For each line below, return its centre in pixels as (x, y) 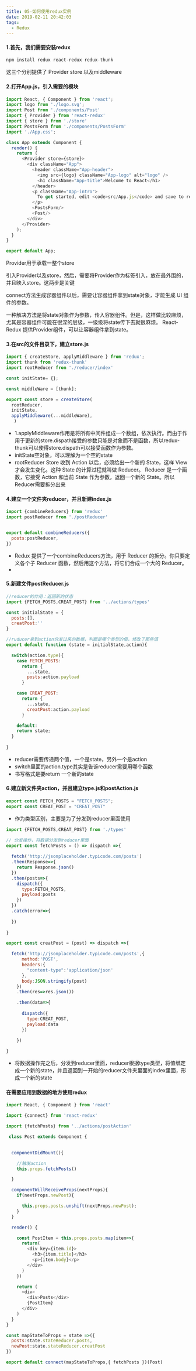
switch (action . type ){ (38, 655)
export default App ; (31, 251)
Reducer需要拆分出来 (40, 484)
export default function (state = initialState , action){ (77, 645)
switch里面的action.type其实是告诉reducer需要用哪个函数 (84, 766)
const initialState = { (35, 613)
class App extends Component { (44, 142)
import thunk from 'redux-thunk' (47, 363)
